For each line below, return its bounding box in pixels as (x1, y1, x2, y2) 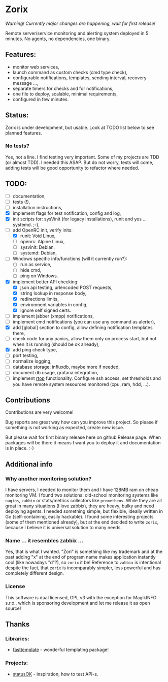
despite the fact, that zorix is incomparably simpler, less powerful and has (5, 565, 161, 571)
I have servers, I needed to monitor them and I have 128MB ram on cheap (5, 486, 159, 493)
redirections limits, (20, 296, 59, 302)
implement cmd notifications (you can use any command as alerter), (12, 318, 156, 324)
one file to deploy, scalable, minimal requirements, (12, 90, 118, 97)
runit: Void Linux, (20, 233, 56, 239)
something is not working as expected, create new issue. (5, 425, 124, 431)
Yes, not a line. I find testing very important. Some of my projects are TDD (5, 154, 160, 160)
